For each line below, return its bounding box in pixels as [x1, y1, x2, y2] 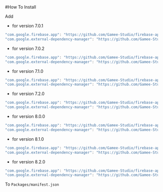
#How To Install [5, 4, 36, 10]
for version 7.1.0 [12, 68, 44, 74]
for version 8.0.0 [12, 113, 45, 119]
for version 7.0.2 [12, 46, 45, 51]
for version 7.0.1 [12, 23, 44, 29]
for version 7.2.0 [12, 91, 45, 96]
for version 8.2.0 [12, 159, 46, 164]
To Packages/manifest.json [5, 181, 59, 187]
